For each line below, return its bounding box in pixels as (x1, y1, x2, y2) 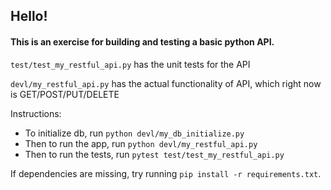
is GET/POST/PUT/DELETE (10, 88, 120, 100)
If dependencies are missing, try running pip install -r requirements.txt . (10, 167, 322, 179)
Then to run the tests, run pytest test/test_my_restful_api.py (24, 148, 285, 160)
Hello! (10, 8, 48, 25)
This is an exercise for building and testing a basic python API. (10, 35, 275, 48)
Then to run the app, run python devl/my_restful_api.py (24, 137, 258, 149)
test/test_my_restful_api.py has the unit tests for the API (10, 58, 251, 70)
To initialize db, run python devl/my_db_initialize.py (24, 127, 245, 139)
